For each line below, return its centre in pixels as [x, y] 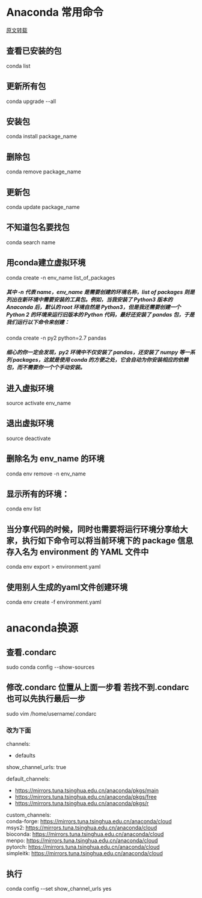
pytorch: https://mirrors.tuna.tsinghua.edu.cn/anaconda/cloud [83, 847]
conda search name [31, 242]
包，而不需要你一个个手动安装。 [46, 367]
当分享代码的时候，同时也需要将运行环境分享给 [93, 529]
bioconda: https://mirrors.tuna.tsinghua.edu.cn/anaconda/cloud [85, 834]
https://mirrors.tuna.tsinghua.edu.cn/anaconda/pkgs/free [86, 797]
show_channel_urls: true [36, 767]
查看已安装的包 [34, 51]
